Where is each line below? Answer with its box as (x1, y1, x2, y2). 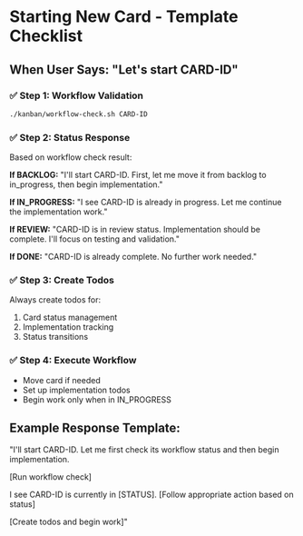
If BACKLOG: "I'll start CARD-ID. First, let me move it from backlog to (9, 170, 267, 181)
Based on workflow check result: (9, 152, 132, 163)
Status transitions (22, 332, 89, 342)
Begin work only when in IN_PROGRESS (22, 393, 172, 405)
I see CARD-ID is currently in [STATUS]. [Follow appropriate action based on (9, 489, 295, 501)
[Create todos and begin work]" (9, 516, 129, 528)
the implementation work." (9, 206, 108, 217)
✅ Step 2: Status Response (9, 131, 131, 144)
